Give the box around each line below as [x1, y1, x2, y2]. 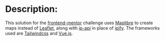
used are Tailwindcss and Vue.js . [5, 30, 73, 36]
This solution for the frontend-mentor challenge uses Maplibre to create [5, 20, 153, 26]
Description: [5, 3, 58, 15]
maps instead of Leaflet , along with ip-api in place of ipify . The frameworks [5, 25, 160, 31]
